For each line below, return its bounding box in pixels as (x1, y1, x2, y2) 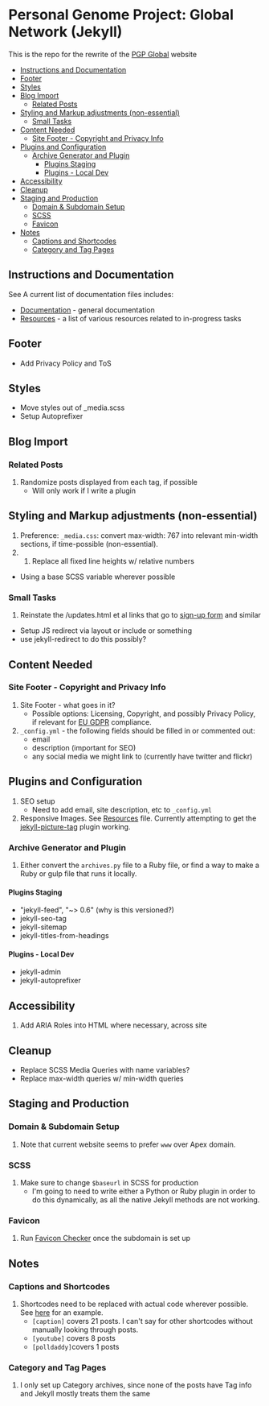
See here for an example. (19, 1307, 104, 1317)
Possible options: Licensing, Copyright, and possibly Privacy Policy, (31, 709, 255, 718)
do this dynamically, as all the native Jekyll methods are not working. (31, 1194, 260, 1205)
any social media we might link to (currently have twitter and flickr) (31, 751, 253, 761)
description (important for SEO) (31, 742, 137, 752)
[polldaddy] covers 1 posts (31, 1342, 120, 1351)
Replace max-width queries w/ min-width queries (19, 1073, 184, 1083)
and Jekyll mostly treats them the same (19, 1389, 151, 1399)
